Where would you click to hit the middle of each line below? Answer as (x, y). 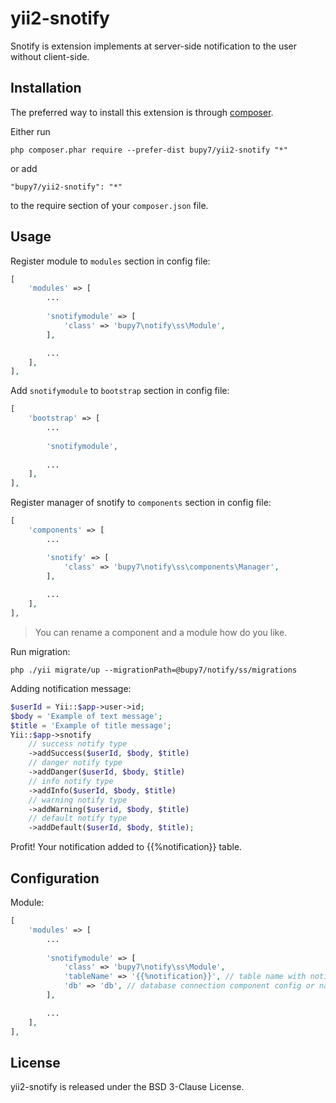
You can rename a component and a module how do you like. (161, 632)
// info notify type (71, 781)
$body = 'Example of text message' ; (86, 716)
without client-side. (50, 56)
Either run (30, 131)
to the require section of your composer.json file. (109, 205)
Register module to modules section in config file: (110, 261)
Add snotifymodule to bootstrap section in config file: (120, 391)
